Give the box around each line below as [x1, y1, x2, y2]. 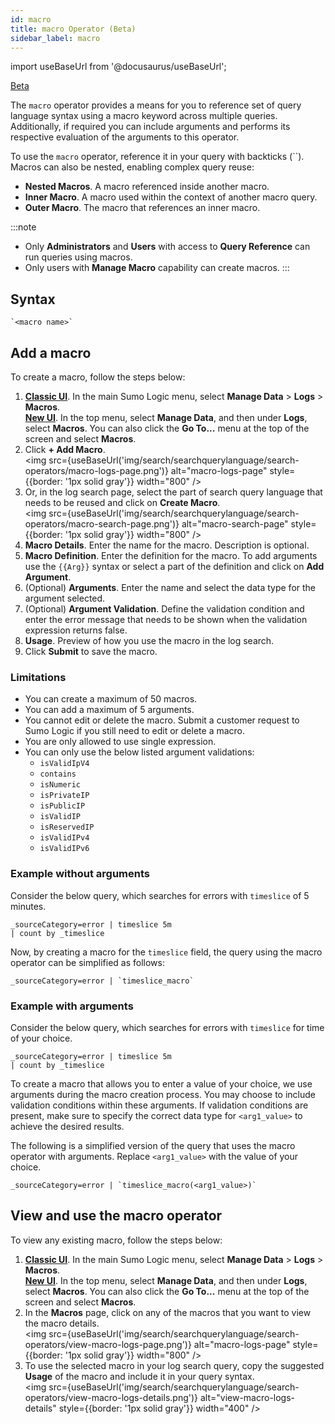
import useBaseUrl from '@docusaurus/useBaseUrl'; [10, 61, 227, 73]
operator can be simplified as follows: [10, 956, 165, 968]
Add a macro [10, 344, 92, 361]
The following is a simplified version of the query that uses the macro [10, 1139, 296, 1151]
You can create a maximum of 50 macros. [24, 693, 198, 705]
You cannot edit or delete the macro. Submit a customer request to [24, 714, 300, 726]
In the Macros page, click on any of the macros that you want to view [24, 1306, 312, 1318]
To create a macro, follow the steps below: [10, 371, 186, 383]
